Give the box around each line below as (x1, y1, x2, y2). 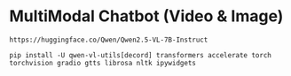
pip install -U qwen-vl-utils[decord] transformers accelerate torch (9, 50, 272, 59)
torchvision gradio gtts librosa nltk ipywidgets (9, 58, 197, 67)
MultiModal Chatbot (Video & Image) (9, 6, 284, 27)
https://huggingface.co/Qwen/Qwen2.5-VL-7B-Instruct (9, 35, 208, 44)
